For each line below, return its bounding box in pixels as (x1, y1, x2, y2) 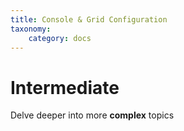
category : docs (28, 33, 92, 43)
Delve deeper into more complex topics (10, 109, 175, 121)
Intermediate (10, 76, 120, 99)
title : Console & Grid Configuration (10, 14, 168, 25)
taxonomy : (10, 24, 52, 34)
